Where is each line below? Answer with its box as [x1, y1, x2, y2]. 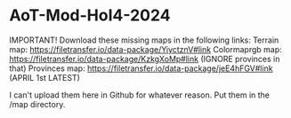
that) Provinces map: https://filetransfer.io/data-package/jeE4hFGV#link [9, 63, 273, 74]
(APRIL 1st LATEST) [9, 72, 80, 83]
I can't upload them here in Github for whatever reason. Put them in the [9, 90, 270, 100]
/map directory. [9, 98, 66, 109]
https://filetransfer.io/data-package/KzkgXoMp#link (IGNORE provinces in [9, 53, 280, 64]
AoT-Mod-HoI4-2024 [9, 5, 171, 26]
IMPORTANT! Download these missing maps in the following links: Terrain [9, 35, 279, 45]
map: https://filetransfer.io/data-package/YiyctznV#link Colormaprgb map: [9, 43, 282, 54]
